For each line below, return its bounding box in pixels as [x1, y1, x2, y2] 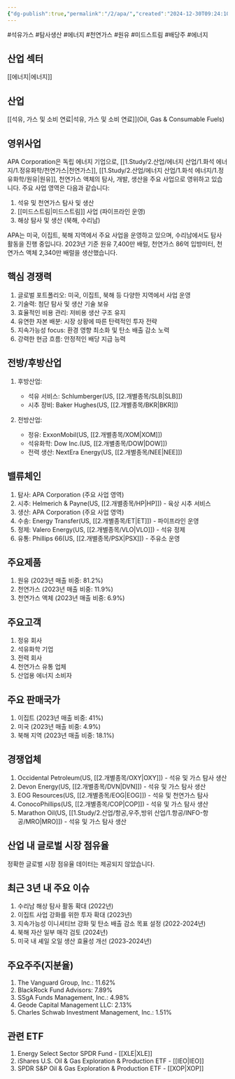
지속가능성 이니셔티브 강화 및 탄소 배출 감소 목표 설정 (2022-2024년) [17, 919, 206, 928]
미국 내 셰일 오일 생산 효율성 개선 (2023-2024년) [17, 937, 152, 945]
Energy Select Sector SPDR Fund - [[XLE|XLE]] [17, 1050, 152, 1057]
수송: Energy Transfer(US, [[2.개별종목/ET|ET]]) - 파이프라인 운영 [17, 516, 199, 525]
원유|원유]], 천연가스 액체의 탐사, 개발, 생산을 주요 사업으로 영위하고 [26, 175, 210, 183]
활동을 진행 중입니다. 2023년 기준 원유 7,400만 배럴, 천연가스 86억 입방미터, [7, 239, 215, 249]
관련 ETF [7, 1030, 44, 1042]
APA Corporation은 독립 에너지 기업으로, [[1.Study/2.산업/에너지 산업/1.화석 [7, 158, 215, 166]
